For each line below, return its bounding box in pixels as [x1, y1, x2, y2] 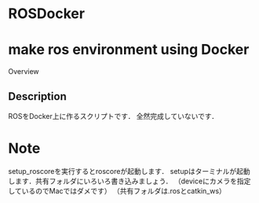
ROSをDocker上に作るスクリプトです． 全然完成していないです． [8, 111, 218, 120]
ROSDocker [8, 5, 85, 23]
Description [8, 90, 67, 103]
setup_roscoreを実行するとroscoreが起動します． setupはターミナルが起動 [8, 166, 251, 175]
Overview [8, 67, 39, 76]
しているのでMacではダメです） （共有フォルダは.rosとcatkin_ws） [8, 186, 226, 195]
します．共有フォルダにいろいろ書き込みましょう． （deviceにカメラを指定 [8, 176, 251, 186]
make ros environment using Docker [8, 41, 250, 59]
